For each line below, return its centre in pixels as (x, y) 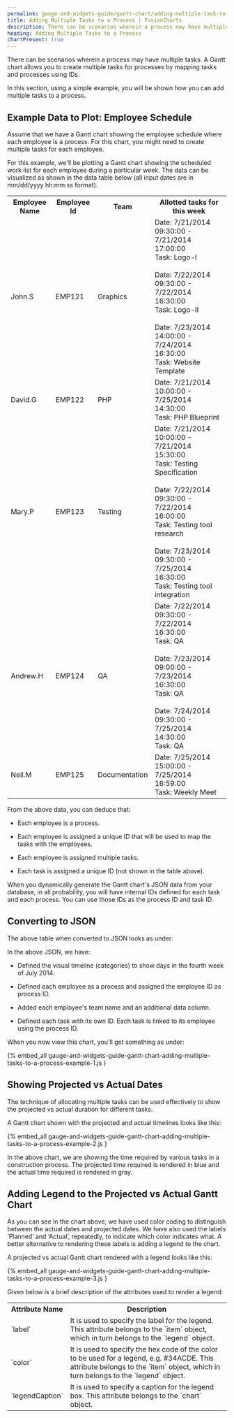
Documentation (123, 775)
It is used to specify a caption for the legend (142, 1387)
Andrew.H (27, 675)
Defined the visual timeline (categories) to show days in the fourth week (120, 965)
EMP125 (70, 775)
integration (172, 594)
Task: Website (177, 362)
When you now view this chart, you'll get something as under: (96, 1042)
